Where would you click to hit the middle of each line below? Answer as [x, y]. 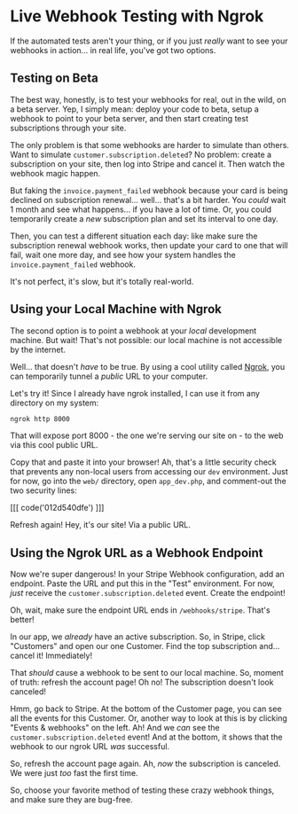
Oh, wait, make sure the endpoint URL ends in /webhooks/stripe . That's [140, 610]
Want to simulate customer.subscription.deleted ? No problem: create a [141, 154]
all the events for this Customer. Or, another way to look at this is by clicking [149, 718]
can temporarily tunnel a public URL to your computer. [109, 376]
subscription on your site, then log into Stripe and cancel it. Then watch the [148, 164]
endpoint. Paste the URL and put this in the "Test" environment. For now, [142, 583]
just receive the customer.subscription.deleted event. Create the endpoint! [148, 593]
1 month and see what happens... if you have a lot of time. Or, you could [141, 209]
